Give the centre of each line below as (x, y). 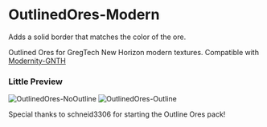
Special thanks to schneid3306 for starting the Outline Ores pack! (117, 114)
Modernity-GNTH (37, 61)
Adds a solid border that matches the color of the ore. (97, 37)
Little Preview (35, 81)
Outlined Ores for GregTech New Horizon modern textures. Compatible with (134, 52)
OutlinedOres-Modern (84, 15)
